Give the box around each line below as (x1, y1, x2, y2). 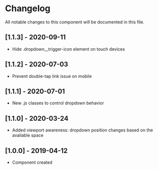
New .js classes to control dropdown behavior (12, 100, 105, 106)
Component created (12, 159, 53, 165)
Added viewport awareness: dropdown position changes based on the (12, 127, 153, 133)
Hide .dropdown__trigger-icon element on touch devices (12, 46, 125, 52)
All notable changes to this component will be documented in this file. (5, 19, 144, 25)
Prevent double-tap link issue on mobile (12, 73, 92, 79)
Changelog (5, 3, 51, 14)
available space (12, 132, 44, 138)
